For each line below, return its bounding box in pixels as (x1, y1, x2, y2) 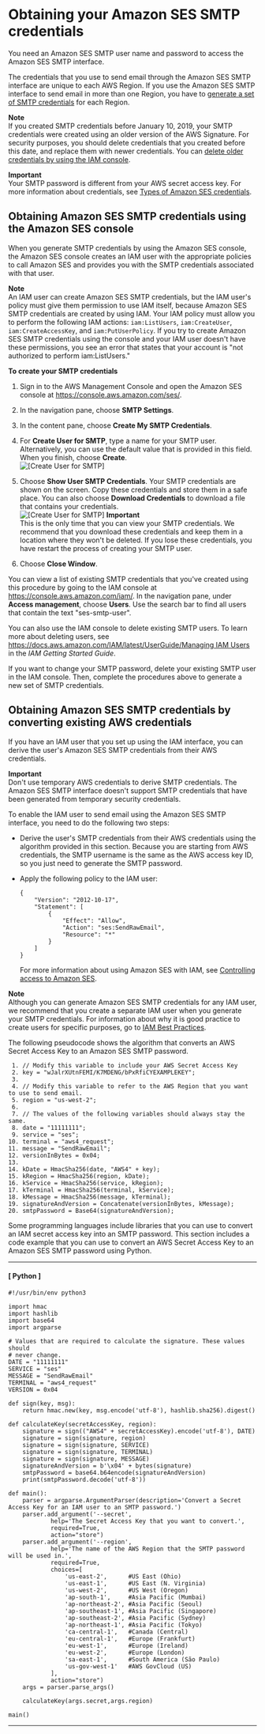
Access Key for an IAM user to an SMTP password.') (8, 1503, 181, 1511)
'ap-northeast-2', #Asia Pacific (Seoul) (64, 1600, 203, 1608)
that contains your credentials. (19, 501, 119, 511)
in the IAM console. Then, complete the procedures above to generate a (8, 672, 242, 682)
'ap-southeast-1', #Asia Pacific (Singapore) (64, 1607, 217, 1615)
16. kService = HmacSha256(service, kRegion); (8, 1179, 164, 1187)
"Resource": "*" (62, 931, 116, 939)
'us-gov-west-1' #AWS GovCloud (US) (64, 1662, 192, 1670)
